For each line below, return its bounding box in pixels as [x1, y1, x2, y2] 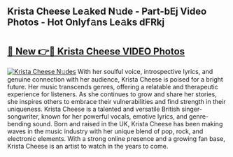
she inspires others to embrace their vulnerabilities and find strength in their [7, 98, 226, 105]
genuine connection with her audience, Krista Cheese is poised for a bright [7, 75, 224, 83]
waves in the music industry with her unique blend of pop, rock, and [7, 127, 204, 135]
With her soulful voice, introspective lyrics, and [77, 68, 213, 75]
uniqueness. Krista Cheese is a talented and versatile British [7, 105, 181, 113]
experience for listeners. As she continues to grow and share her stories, [7, 90, 217, 98]
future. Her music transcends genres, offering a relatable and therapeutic [7, 83, 218, 91]
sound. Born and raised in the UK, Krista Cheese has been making [32, 120, 223, 128]
